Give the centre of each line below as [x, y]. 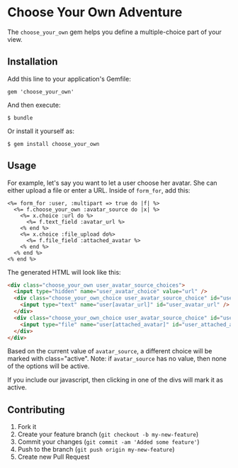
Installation [33, 62]
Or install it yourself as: [41, 131]
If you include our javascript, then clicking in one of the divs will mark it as [115, 380]
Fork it [27, 427]
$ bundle [20, 118]
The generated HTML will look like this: [64, 272]
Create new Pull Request [53, 457]
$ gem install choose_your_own [53, 144]
